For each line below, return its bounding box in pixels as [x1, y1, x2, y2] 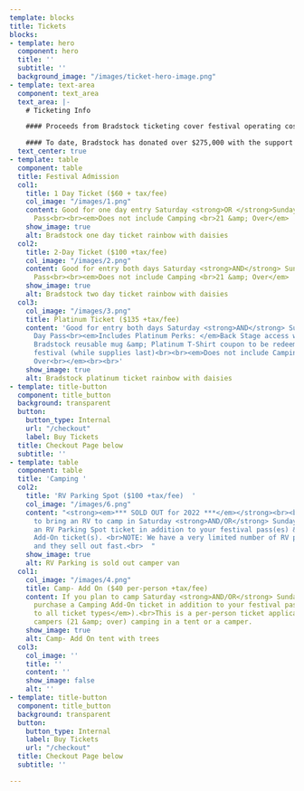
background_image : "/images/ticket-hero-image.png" [17, 72, 217, 81]
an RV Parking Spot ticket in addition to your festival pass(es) [33, 525, 290, 534]
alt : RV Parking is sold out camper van [25, 559, 180, 568]
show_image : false [25, 676, 95, 685]
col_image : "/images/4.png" [25, 575, 131, 584]
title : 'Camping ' [17, 475, 88, 484]
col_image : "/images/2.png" [25, 256, 131, 265]
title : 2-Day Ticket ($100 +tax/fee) [25, 248, 168, 257]
